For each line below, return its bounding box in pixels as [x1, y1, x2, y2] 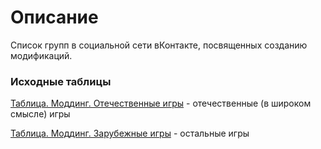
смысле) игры [10, 108, 71, 120]
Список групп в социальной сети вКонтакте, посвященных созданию [10, 39, 308, 51]
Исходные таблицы [10, 74, 112, 88]
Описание [10, 6, 99, 29]
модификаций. [10, 49, 73, 61]
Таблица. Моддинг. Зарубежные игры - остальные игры [10, 127, 250, 140]
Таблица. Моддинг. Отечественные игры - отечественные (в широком [10, 97, 312, 110]
